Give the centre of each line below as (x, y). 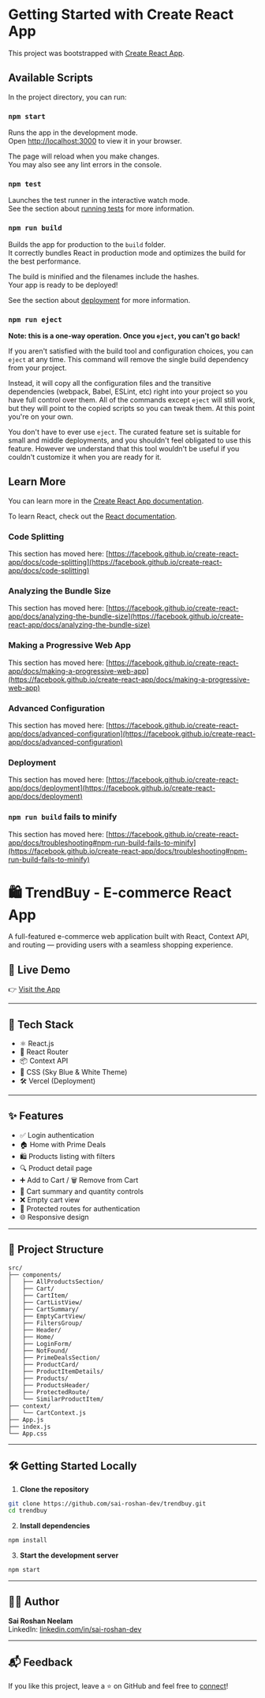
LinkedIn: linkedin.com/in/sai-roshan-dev (75, 1629)
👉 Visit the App (34, 989)
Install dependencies (55, 1526)
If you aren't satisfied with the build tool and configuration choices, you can (131, 351)
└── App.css (28, 1434)
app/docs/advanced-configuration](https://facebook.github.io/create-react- (132, 733)
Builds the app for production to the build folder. (87, 244)
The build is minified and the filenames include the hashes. (104, 276)
